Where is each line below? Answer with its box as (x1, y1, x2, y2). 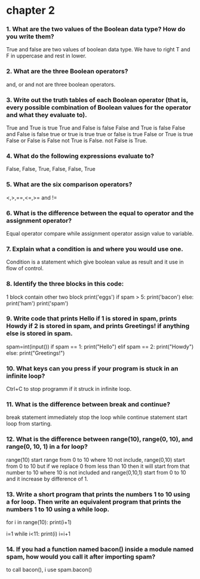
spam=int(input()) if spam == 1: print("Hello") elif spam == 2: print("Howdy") (6, 343, 194, 350)
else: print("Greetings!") (6, 349, 65, 356)
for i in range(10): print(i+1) (6, 519, 72, 526)
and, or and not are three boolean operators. (6, 81, 116, 88)
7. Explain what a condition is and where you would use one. (6, 244, 184, 253)
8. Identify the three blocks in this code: (6, 280, 124, 288)
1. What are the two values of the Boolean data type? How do (6, 25, 186, 33)
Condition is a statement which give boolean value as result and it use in (6, 258, 184, 266)
